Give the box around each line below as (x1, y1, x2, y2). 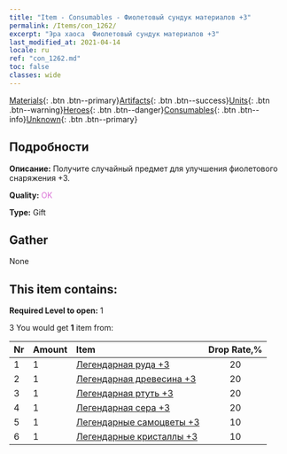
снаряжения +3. (9, 172, 71, 183)
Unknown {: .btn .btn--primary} (26, 113, 138, 124)
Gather (9, 232, 49, 247)
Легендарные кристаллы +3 (75, 431, 198, 443)
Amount (32, 343, 68, 356)
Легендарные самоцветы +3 (75, 416, 200, 428)
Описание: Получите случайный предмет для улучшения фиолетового (9, 163, 278, 174)
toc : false (9, 63, 50, 72)
